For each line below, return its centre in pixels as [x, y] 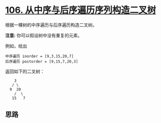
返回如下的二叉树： [25, 71]
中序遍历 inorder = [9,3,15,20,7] [39, 56]
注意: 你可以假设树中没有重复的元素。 [44, 35]
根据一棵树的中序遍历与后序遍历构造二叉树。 [51, 25]
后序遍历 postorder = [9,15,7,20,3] [42, 61]
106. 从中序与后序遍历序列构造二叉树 [80, 10]
